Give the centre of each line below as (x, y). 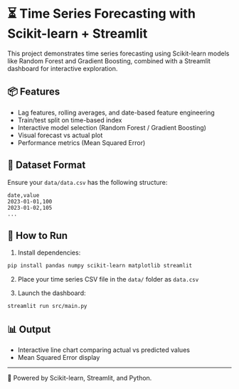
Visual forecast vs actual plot (60, 135)
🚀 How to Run (38, 235)
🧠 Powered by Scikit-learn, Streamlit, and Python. (80, 378)
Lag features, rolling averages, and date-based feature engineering (116, 112)
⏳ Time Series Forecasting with (101, 14)
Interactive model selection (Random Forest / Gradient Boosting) (112, 127)
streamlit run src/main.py (47, 307)
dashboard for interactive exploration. (63, 68)
